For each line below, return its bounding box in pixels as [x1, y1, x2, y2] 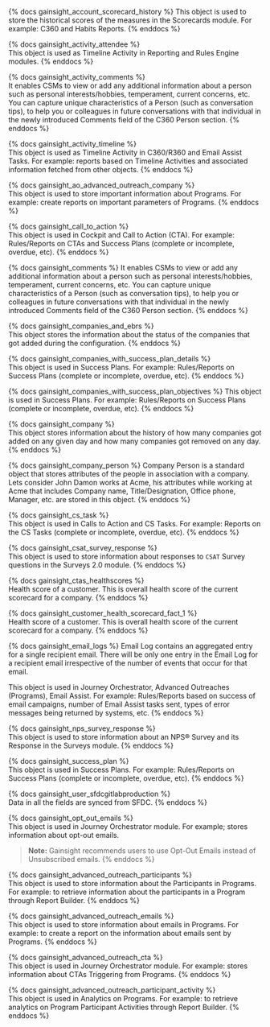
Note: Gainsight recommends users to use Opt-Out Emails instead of [27, 846, 256, 856]
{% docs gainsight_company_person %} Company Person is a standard [8, 460, 245, 470]
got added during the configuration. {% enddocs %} [8, 338, 182, 348]
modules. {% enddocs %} [8, 56, 94, 66]
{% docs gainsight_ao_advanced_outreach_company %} [8, 180, 195, 190]
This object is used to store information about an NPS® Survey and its [8, 732, 239, 741]
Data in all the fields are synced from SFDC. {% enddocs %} [8, 798, 207, 807]
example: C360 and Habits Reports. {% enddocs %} [8, 24, 181, 33]
